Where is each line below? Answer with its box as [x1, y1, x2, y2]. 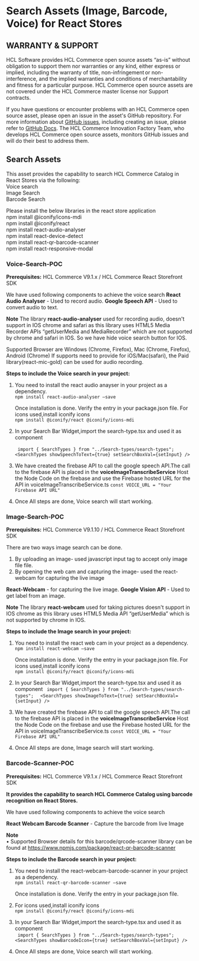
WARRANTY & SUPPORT [6, 40, 99, 51]
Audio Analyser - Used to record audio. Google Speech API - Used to [6, 297, 178, 304]
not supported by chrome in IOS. [6, 617, 86, 624]
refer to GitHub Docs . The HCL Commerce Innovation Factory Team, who [6, 125, 185, 131]
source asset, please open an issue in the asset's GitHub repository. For [6, 112, 182, 119]
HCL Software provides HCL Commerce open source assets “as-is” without [6, 56, 191, 63]
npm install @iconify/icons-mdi [6, 213, 82, 221]
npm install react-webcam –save [14, 646, 95, 652]
